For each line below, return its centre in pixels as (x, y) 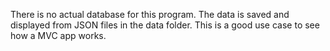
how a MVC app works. (58, 35)
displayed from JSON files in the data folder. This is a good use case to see (165, 25)
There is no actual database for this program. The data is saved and (150, 14)
